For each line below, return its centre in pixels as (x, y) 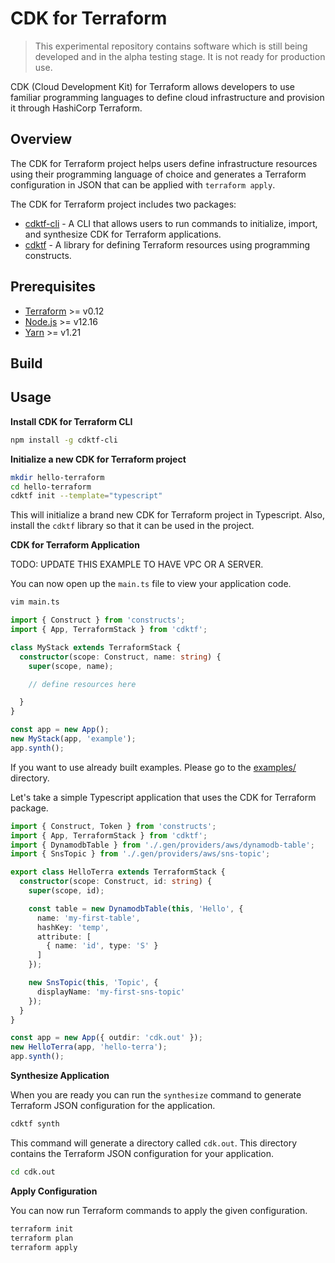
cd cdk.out (33, 1172)
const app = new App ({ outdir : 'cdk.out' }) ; (106, 1038)
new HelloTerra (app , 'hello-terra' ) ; (89, 1047)
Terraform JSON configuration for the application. (113, 1106)
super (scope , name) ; (71, 666)
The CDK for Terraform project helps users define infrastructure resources (164, 163)
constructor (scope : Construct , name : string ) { (120, 657)
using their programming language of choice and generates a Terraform (158, 174)
